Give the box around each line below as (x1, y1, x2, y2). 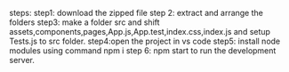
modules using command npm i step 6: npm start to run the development (9, 45, 277, 56)
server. (9, 55, 36, 65)
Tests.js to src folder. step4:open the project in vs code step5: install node (9, 36, 281, 46)
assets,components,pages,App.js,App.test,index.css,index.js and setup (9, 27, 271, 36)
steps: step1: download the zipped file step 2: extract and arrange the (9, 8, 264, 18)
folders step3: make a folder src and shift (9, 17, 160, 28)
